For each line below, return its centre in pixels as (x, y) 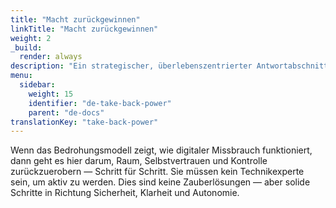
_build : (26, 47)
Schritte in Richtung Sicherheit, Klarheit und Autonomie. (125, 193)
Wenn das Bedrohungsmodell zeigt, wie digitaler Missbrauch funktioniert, (161, 150)
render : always (51, 57)
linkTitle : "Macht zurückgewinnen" (84, 29)
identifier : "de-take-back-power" (100, 103)
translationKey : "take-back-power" (84, 122)
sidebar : (37, 85)
